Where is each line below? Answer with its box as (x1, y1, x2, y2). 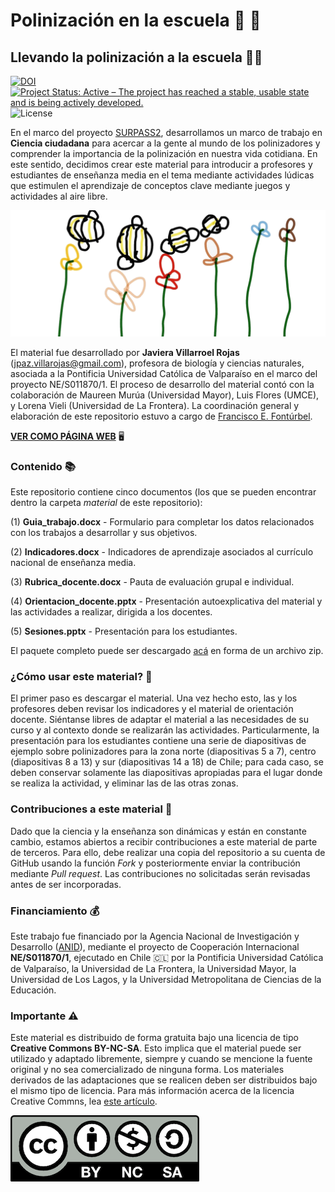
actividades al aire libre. (10, 190, 108, 202)
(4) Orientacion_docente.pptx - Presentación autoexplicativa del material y (10, 595, 323, 608)
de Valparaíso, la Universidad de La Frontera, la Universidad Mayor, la (10, 962, 297, 974)
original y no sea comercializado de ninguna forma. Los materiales (10, 1064, 285, 1076)
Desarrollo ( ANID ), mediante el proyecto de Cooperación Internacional (10, 940, 300, 953)
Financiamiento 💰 (10, 904, 100, 918)
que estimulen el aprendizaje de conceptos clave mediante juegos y (10, 180, 291, 191)
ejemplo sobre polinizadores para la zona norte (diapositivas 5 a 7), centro (10, 745, 317, 758)
